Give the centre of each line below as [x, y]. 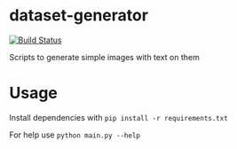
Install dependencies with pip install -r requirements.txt [118, 117]
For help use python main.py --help [75, 135]
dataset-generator [79, 16]
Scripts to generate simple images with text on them [104, 57]
